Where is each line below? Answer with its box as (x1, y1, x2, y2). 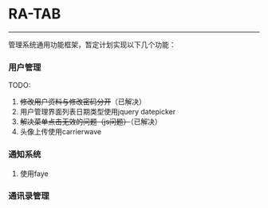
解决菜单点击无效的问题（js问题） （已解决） (19, 117, 162, 126)
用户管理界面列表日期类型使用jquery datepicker (19, 107, 176, 117)
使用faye (19, 169, 49, 178)
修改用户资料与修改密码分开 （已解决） (19, 97, 146, 106)
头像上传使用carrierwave (19, 127, 102, 137)
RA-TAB (8, 5, 61, 23)
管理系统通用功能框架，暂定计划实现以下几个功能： (8, 39, 176, 49)
